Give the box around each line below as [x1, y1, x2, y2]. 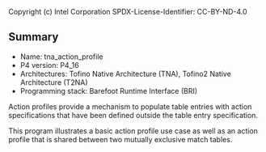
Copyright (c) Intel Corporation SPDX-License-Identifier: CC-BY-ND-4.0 [8, 7, 248, 16]
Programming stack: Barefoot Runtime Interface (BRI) [19, 86, 198, 95]
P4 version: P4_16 [19, 60, 79, 70]
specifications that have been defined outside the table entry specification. [8, 110, 259, 120]
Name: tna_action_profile [19, 52, 103, 61]
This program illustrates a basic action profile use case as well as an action [8, 125, 259, 136]
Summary [8, 30, 59, 44]
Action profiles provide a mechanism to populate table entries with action [8, 101, 252, 112]
